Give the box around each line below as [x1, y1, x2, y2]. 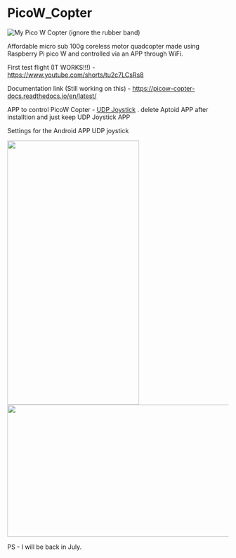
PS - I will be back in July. [7, 542, 82, 551]
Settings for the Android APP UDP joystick [7, 126, 129, 135]
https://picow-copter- [132, 84, 195, 92]
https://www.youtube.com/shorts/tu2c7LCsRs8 [7, 70, 144, 79]
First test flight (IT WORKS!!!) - [7, 63, 96, 71]
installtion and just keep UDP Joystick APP [7, 113, 131, 121]
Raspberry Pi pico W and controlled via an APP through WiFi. [7, 49, 184, 58]
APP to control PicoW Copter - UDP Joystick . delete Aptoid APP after [7, 105, 209, 113]
